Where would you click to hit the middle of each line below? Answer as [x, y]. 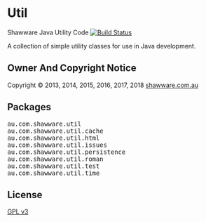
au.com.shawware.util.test [54, 166]
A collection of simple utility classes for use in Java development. [102, 46]
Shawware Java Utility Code [48, 32]
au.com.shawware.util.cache [55, 131]
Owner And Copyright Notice [72, 68]
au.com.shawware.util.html [54, 138]
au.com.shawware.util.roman [55, 159]
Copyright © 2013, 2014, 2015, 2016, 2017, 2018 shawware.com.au [103, 85]
